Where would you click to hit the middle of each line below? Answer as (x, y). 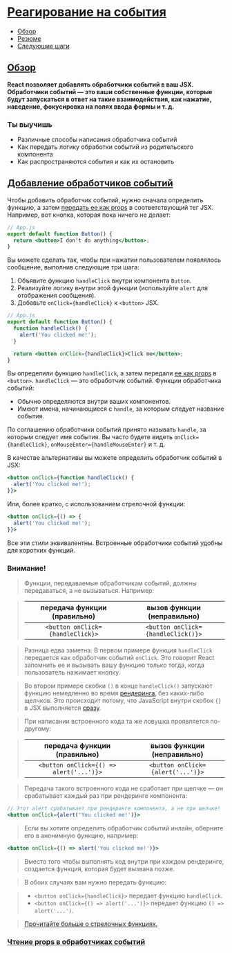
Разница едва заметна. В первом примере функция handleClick (118, 650)
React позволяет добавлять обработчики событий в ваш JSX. (100, 84)
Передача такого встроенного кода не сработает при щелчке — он (123, 789)
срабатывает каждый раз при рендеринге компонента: (106, 796)
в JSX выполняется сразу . (62, 708)
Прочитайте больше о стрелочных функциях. (91, 924)
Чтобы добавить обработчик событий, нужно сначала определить (105, 200)
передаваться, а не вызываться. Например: (89, 591)
